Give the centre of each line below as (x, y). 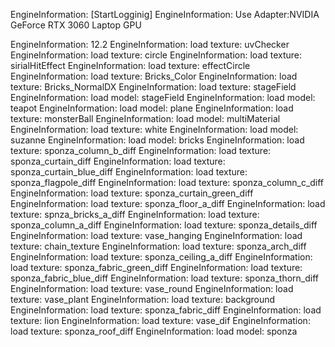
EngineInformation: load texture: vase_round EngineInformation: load (152, 288)
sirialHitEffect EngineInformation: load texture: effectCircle (130, 65)
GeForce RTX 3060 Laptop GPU (76, 25)
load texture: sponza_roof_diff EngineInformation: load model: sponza (154, 331)
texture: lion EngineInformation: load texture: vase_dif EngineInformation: (160, 320)
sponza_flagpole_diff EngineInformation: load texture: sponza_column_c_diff (167, 182)
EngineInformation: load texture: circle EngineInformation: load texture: (156, 55)
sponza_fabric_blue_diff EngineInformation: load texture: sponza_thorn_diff (164, 278)
